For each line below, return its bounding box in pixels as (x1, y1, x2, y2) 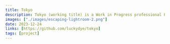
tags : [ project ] (5, 31, 39, 36)
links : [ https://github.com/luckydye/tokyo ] (5, 26, 101, 31)
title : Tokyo (5, 7, 33, 13)
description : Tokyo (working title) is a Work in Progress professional (5, 12, 162, 17)
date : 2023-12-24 (5, 21, 42, 27)
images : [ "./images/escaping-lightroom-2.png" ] (5, 17, 108, 22)
